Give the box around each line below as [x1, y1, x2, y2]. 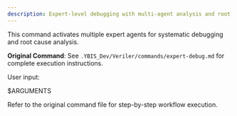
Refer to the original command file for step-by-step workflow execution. [7, 100, 218, 109]
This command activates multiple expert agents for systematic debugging [7, 30, 223, 38]
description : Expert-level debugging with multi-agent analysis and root [7, 10, 231, 18]
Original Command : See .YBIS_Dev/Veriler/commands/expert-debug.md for [7, 51, 225, 60]
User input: [7, 73, 41, 81]
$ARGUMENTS [7, 86, 52, 95]
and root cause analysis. [7, 37, 80, 46]
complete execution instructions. [7, 58, 103, 68]
